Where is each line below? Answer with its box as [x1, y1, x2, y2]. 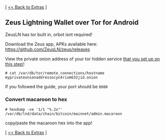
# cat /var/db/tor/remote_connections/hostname [5, 70, 105, 75]
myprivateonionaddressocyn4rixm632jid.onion [5, 75, 98, 80]
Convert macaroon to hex [5, 96, 67, 103]
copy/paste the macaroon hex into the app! [5, 120, 93, 126]
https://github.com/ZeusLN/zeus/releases [5, 46, 90, 52]
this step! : [5, 61, 26, 67]
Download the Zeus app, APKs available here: [5, 41, 98, 47]
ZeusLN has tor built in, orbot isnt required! [5, 32, 93, 37]
